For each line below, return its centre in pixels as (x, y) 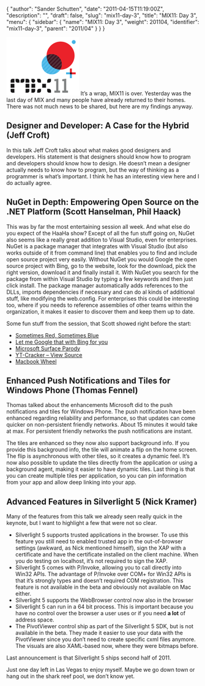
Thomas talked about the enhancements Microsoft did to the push (90, 405)
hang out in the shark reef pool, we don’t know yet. (71, 676)
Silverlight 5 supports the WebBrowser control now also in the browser (104, 600)
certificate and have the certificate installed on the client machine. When (107, 554)
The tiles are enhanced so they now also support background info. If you (98, 443)
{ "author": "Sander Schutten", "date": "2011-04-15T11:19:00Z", (85, 9)
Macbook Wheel (36, 361)
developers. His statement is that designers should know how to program (99, 157)
